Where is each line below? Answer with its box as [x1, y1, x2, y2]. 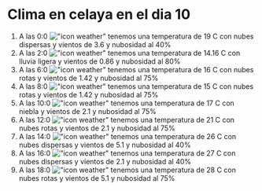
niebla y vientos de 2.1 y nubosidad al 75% [18, 106, 157, 116]
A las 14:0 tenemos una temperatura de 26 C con [18, 131, 237, 141]
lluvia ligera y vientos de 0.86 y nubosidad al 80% [18, 57, 181, 66]
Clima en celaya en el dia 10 [7, 6, 190, 24]
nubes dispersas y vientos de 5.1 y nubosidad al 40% [18, 140, 191, 149]
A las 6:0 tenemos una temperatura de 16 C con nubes [18, 64, 254, 74]
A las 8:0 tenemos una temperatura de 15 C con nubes [18, 81, 254, 91]
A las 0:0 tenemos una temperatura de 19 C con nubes [18, 31, 254, 41]
